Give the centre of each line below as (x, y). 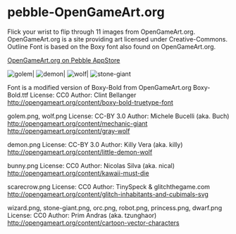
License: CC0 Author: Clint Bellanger (83, 95)
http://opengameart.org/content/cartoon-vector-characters (93, 223)
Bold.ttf (18, 95)
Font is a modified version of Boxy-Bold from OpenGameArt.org (99, 87)
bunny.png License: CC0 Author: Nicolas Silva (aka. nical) (91, 165)
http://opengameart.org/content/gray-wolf (69, 131)
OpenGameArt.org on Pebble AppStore (64, 60)
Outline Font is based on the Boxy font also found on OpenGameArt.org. (112, 46)
